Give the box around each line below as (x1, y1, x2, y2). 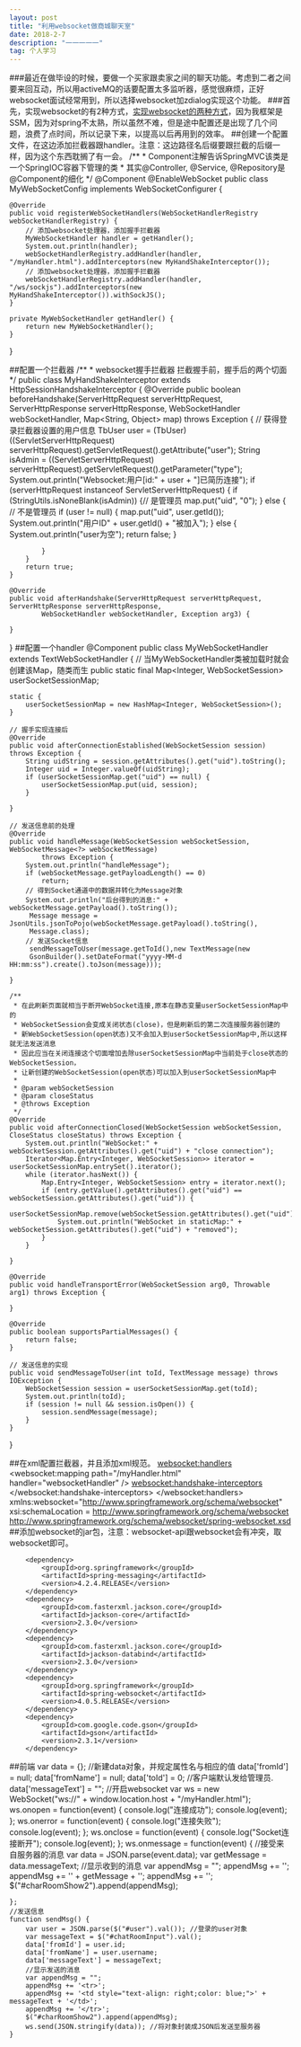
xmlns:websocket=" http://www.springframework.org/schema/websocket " (9, 1497, 283, 1508)
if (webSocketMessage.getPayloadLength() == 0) (25, 869, 206, 878)
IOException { (9, 1377, 63, 1386)
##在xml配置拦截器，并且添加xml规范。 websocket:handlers (9, 1458, 233, 1469)
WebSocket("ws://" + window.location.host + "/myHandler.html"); (9, 1794, 252, 1804)
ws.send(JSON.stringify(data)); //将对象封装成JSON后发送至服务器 (25, 2023, 262, 2032)
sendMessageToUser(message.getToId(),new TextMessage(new (29, 944, 251, 953)
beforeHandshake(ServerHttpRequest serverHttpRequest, (9, 394, 224, 404)
